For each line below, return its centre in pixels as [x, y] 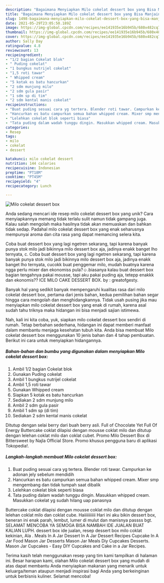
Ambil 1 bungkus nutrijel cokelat [45, 379]
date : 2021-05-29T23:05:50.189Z [38, 23]
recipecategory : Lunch [28, 186]
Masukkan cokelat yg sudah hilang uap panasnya [62, 500]
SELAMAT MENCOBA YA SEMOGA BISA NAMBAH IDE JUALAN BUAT [75, 525]
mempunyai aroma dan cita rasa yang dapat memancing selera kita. [73, 234]
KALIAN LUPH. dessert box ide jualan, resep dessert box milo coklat [74, 530]
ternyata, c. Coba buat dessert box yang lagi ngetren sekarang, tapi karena [81, 254]
